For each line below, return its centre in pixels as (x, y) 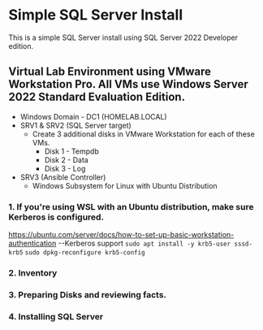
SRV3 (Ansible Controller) (63, 177)
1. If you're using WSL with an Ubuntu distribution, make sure (131, 206)
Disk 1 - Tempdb (71, 151)
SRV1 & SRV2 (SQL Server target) (75, 125)
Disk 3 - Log (65, 168)
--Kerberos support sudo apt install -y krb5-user (144, 243)
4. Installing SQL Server (56, 316)
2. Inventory (33, 272)
